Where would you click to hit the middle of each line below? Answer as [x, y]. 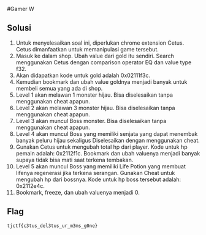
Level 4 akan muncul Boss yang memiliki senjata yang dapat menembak [107, 133]
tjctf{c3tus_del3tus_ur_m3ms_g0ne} [52, 226]
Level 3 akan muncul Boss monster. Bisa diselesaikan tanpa [91, 121]
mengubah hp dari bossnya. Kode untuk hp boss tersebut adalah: [98, 179]
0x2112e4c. [30, 185]
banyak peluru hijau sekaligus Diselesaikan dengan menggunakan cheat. [108, 140]
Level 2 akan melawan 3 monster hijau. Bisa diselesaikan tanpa [95, 108]
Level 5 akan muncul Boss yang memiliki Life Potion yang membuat [101, 166]
